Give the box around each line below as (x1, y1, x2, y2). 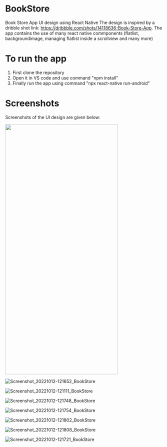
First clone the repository (12, 69, 64, 75)
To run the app (5, 53, 66, 64)
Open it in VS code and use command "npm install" (12, 74, 118, 80)
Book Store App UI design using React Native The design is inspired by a (5, 19, 155, 25)
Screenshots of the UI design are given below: (5, 114, 101, 120)
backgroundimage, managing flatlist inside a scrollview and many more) (5, 35, 153, 41)
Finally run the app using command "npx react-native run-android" (12, 80, 150, 86)
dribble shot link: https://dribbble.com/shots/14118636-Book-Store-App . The (5, 24, 162, 30)
